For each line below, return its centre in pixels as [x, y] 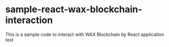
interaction [29, 20]
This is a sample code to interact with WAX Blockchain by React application [85, 34]
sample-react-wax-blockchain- [74, 9]
